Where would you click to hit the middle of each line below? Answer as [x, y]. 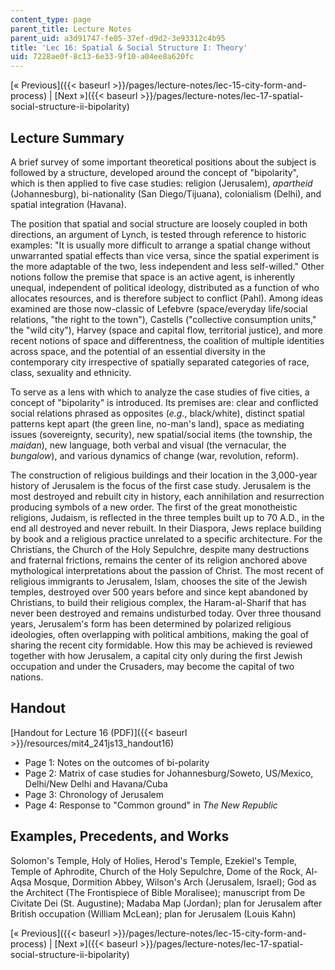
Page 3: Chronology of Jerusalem [94, 794]
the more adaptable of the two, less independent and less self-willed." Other [167, 266]
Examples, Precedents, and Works [120, 836]
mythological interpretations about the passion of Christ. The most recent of [167, 570]
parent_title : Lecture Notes [71, 29]
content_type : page [51, 19]
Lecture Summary [67, 137]
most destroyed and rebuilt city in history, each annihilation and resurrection [167, 496]
